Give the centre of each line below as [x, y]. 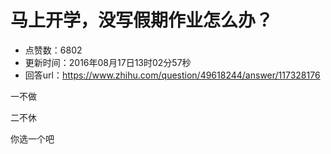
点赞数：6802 [53, 50]
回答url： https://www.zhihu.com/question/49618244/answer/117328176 [172, 75]
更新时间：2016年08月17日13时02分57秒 [108, 62]
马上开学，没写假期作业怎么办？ [142, 20]
